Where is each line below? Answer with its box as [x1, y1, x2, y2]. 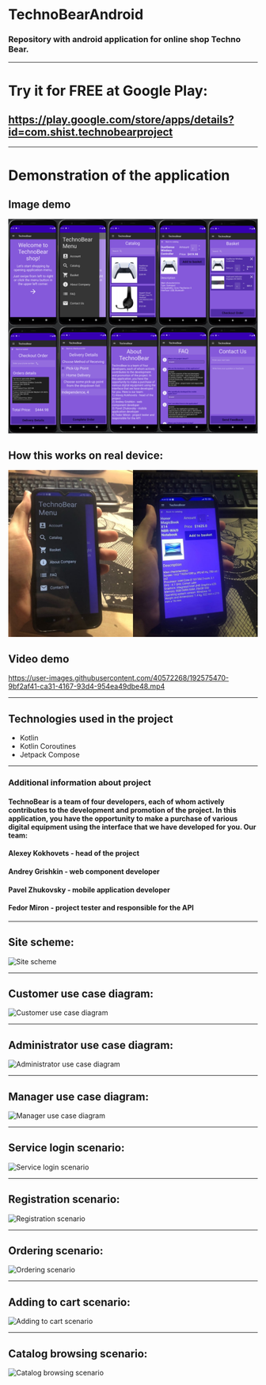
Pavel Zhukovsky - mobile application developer [8, 885, 170, 895]
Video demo [8, 652, 70, 666]
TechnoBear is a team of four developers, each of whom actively [8, 796, 225, 806]
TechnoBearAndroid [8, 6, 144, 24]
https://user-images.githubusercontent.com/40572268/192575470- [8, 673, 230, 683]
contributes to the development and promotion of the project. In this [8, 805, 237, 815]
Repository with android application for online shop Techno [8, 34, 241, 45]
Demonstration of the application [8, 166, 230, 184]
